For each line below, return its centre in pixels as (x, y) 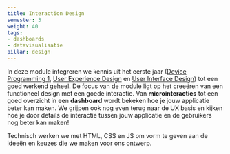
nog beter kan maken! (38, 122)
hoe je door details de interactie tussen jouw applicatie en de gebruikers (109, 115)
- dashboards (26, 39)
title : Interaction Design (46, 13)
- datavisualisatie (35, 45)
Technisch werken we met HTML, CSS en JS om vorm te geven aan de (107, 135)
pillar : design (29, 52)
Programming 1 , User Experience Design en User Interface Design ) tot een (113, 78)
